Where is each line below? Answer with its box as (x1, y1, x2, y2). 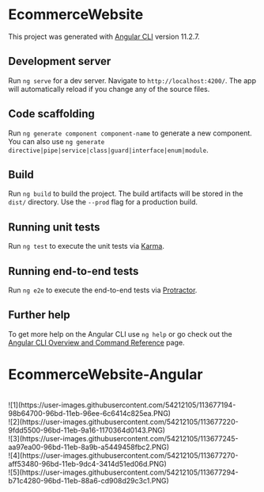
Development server (8, 55, 111, 68)
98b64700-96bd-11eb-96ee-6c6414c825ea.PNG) (8, 408, 172, 418)
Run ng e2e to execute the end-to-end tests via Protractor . (8, 285, 198, 295)
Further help (8, 308, 71, 322)
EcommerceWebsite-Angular (8, 366, 203, 383)
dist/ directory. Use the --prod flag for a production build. (8, 197, 198, 207)
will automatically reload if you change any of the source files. (8, 84, 210, 93)
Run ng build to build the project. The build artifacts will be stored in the (8, 189, 243, 199)
